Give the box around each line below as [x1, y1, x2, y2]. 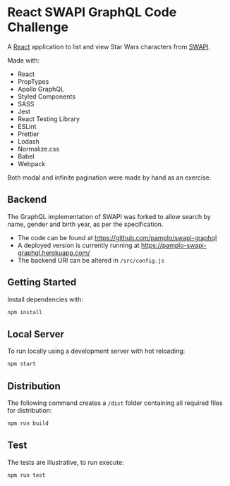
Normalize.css [17, 144, 60, 153]
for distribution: [7, 406, 52, 414]
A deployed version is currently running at [17, 241, 140, 249]
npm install [7, 309, 42, 316]
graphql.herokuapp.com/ [17, 248, 90, 257]
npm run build [7, 420, 49, 427]
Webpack [17, 159, 46, 168]
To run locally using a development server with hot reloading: [7, 347, 186, 356]
